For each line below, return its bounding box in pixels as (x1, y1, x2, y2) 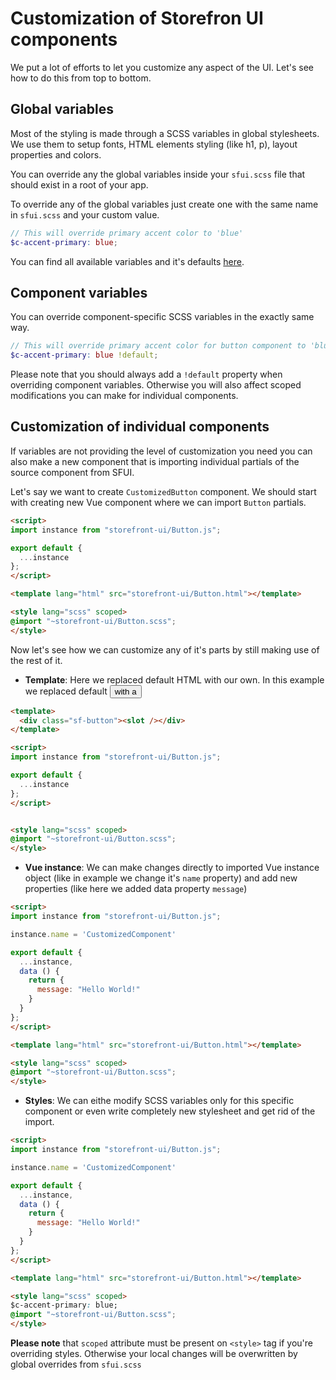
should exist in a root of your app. (10, 178, 149, 191)
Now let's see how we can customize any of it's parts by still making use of (10, 643, 320, 656)
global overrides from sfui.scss (10, 1358, 142, 1370)
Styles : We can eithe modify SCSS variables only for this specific (24, 1095, 295, 1107)
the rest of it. (10, 654, 63, 666)
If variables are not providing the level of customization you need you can (10, 445, 313, 457)
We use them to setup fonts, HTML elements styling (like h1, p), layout (10, 138, 298, 150)
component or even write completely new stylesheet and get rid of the (24, 1105, 316, 1117)
